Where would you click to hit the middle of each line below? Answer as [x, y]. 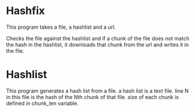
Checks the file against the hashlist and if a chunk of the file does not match [98, 38]
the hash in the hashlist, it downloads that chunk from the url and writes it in [97, 45]
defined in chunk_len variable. [42, 103]
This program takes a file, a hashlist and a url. [61, 27]
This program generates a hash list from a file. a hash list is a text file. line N [97, 91]
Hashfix [25, 11]
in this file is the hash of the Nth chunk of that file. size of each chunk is [93, 97]
